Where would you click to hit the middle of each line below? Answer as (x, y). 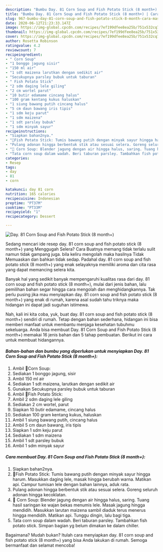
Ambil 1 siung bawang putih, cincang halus (55, 420)
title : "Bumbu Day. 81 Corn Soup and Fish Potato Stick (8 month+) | (77, 14)
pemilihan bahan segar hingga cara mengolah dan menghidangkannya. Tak (80, 289)
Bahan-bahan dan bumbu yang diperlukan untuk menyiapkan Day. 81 (77, 351)
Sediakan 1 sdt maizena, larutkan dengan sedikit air (64, 384)
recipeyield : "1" (23, 212)
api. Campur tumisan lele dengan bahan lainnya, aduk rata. (71, 484)
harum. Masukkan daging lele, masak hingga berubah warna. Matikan (82, 479)
